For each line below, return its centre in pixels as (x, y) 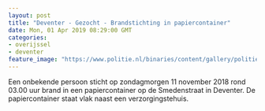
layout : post (30, 15)
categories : (28, 37)
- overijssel (30, 45)
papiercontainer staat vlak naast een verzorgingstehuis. (99, 98)
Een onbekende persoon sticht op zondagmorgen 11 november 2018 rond (127, 81)
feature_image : (33, 60)
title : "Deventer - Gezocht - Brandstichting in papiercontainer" (119, 23)
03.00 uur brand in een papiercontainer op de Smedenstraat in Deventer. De (132, 90)
